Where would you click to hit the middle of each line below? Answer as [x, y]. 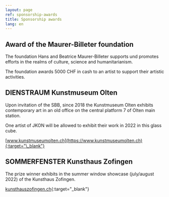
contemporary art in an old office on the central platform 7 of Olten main [80, 110]
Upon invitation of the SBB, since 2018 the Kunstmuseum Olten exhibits [79, 105]
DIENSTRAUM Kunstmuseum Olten [61, 93]
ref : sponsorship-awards [31, 15]
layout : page [19, 10]
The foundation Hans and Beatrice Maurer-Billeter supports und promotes [82, 56]
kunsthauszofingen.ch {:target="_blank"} [47, 189]
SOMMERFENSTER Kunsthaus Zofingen [69, 162]
